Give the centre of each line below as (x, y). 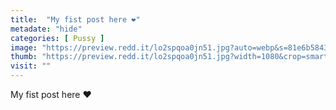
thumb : (24, 57)
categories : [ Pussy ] (57, 38)
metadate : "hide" (46, 29)
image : (24, 47)
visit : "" (31, 66)
